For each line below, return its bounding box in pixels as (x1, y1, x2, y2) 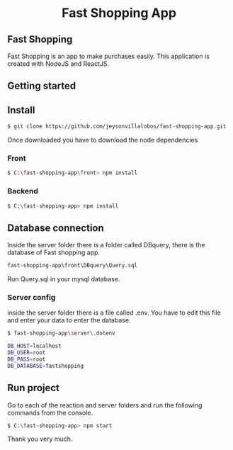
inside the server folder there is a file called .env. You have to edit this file (7, 308, 222, 317)
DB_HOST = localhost (7, 342, 62, 350)
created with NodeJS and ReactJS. (7, 60, 110, 68)
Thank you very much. (7, 434, 73, 444)
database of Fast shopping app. (7, 248, 101, 257)
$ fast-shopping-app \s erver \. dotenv (7, 330, 115, 337)
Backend (7, 186, 39, 196)
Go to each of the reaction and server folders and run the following (7, 400, 203, 409)
